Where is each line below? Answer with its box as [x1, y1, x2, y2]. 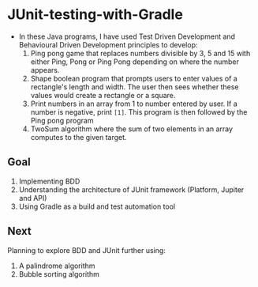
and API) [18, 193, 47, 202]
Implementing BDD [18, 176, 80, 186]
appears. [30, 65, 60, 74]
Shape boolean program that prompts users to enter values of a [30, 74, 237, 83]
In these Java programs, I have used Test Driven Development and [18, 32, 236, 41]
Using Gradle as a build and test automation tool [18, 202, 176, 211]
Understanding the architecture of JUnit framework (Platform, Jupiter [18, 184, 245, 194]
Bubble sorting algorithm [18, 269, 100, 278]
